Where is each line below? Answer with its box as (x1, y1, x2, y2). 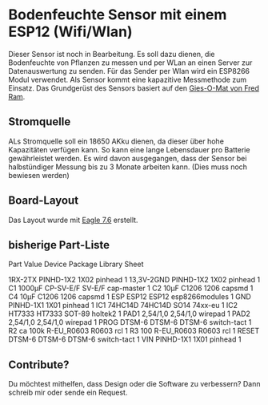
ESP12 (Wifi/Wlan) (8, 22, 133, 41)
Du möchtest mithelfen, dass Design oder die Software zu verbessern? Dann (8, 379, 261, 389)
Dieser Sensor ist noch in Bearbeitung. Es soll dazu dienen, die (8, 49, 215, 59)
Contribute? (8, 358, 70, 371)
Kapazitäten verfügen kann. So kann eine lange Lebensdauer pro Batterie (8, 144, 250, 154)
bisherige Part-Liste (8, 238, 110, 252)
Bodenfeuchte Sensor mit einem (8, 6, 227, 24)
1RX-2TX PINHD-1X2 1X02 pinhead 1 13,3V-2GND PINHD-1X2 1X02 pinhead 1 (8, 275, 261, 285)
